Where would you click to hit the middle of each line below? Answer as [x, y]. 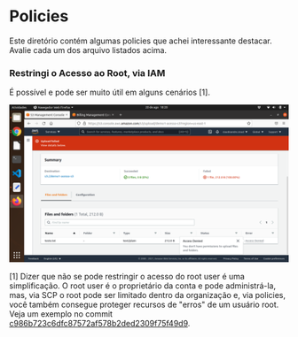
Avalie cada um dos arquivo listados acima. [88, 50]
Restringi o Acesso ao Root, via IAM [87, 73]
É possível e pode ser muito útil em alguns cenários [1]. [110, 92]
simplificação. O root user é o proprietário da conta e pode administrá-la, [143, 286]
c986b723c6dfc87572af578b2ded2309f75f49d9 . [100, 323]
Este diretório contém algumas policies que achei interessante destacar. [141, 41]
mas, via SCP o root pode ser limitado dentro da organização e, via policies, [148, 295]
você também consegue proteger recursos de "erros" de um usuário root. [144, 304]
